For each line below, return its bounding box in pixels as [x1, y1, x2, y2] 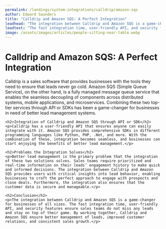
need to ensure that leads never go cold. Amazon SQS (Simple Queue [5, 84, 147, 90]
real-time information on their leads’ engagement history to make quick [5, 163, 161, 168]
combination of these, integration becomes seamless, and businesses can [5, 137, 161, 141]
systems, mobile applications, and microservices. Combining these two [5, 99, 150, 105]
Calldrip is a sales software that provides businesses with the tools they [5, 78, 151, 84]
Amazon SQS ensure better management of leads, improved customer [5, 215, 145, 220]
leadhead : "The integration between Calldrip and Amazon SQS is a [5, 21, 145, 26]
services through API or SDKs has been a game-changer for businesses [13, 104, 160, 110]
